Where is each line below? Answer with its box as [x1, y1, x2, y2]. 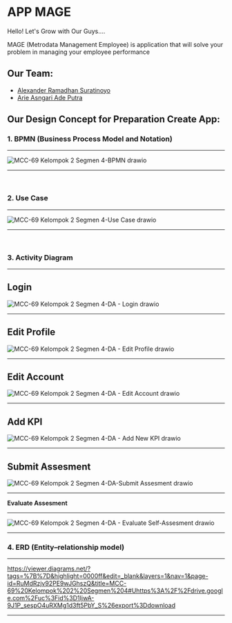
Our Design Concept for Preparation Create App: [7, 113, 220, 125]
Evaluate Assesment [7, 499, 68, 508]
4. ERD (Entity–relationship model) [7, 543, 125, 553]
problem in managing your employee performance [7, 48, 151, 56]
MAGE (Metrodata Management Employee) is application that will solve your [7, 40, 223, 48]
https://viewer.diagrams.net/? [7, 564, 91, 573]
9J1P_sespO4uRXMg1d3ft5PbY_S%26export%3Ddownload [7, 602, 176, 610]
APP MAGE [7, 4, 71, 20]
